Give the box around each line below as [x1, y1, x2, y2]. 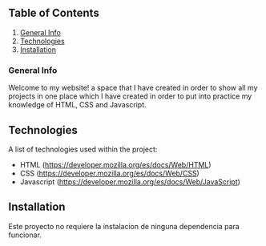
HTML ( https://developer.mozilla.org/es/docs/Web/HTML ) [19, 159, 212, 169]
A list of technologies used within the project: [8, 144, 158, 154]
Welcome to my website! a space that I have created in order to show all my [8, 83, 258, 93]
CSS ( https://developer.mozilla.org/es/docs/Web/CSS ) [19, 168, 200, 178]
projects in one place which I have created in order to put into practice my [8, 91, 252, 101]
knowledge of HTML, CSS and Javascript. [8, 100, 147, 110]
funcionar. [8, 230, 42, 240]
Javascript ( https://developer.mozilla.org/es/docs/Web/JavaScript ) [19, 176, 240, 187]
